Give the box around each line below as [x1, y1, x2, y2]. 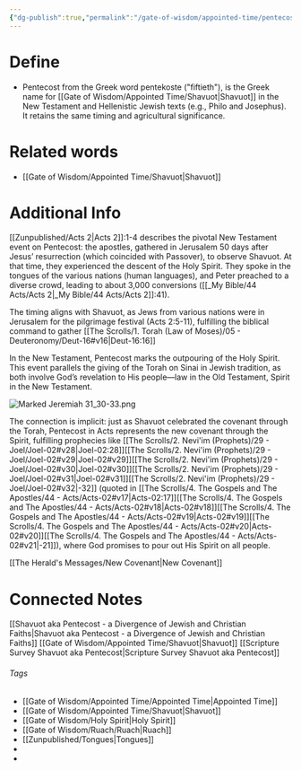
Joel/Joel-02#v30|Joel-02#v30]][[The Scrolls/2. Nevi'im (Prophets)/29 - [9, 464, 279, 475]
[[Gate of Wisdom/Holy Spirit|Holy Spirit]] [21, 714, 176, 725]
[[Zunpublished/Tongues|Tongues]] [21, 733, 154, 745]
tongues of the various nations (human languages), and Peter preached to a [9, 270, 289, 281]
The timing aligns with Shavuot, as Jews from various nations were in [9, 307, 265, 318]
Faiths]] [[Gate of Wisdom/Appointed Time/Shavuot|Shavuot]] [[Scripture [9, 638, 280, 649]
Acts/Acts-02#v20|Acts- [180, 521, 272, 532]
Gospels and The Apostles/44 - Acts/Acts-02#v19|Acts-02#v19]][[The [9, 512, 271, 522]
